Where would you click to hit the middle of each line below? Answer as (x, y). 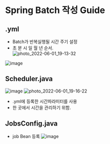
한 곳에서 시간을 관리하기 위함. (42, 107)
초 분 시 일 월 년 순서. (33, 48)
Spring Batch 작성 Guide (55, 10)
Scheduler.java (29, 79)
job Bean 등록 (26, 136)
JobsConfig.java (32, 124)
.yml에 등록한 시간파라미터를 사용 (45, 101)
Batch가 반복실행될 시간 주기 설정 (45, 41)
